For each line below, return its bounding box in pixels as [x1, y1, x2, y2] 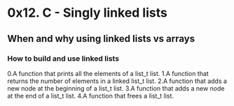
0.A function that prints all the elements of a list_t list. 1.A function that [7, 69, 209, 77]
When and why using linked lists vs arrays [7, 33, 195, 45]
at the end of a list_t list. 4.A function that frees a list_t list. [7, 91, 174, 100]
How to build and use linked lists [7, 54, 120, 63]
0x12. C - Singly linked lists [7, 5, 168, 21]
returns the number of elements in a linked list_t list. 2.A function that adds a [7, 77, 228, 85]
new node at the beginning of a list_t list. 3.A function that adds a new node [7, 84, 225, 92]
